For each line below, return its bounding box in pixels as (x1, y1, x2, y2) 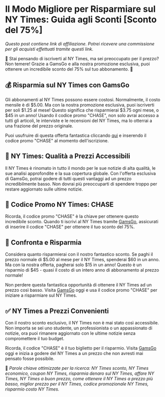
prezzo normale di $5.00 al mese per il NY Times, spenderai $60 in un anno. (5, 257, 160, 263)
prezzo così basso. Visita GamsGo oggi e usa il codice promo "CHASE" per (5, 287, 158, 293)
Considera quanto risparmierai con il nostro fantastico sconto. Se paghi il (5, 251, 153, 257)
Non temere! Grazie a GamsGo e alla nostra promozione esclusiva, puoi (5, 61, 150, 67)
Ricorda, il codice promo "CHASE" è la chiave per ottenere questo (5, 213, 139, 219)
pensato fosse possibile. (5, 356, 55, 361)
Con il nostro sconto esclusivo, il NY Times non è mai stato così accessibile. (5, 320, 159, 325)
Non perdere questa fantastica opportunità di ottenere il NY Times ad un (5, 282, 152, 288)
